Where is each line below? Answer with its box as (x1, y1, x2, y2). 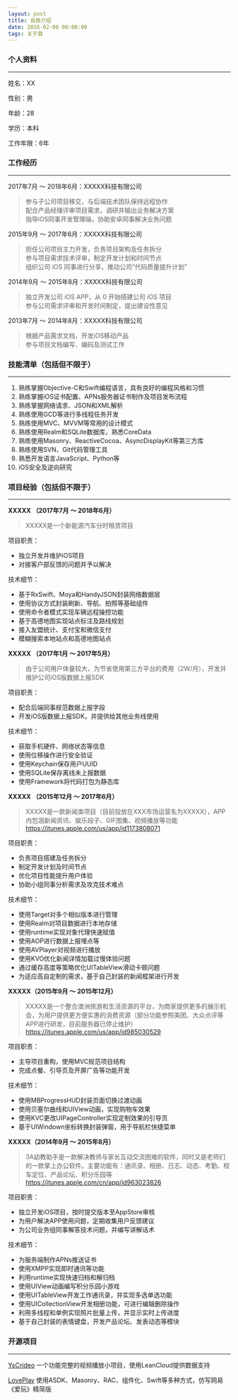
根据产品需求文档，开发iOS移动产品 (25, 331, 129, 340)
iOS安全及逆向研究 (18, 463, 73, 472)
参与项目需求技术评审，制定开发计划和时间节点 (25, 254, 162, 262)
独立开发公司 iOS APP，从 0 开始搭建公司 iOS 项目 (25, 292, 172, 301)
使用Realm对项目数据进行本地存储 (18, 919, 117, 927)
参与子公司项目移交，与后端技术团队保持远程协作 (25, 197, 168, 206)
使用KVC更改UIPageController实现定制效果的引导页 (18, 1114, 168, 1122)
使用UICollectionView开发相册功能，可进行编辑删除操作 (18, 1300, 179, 1308)
